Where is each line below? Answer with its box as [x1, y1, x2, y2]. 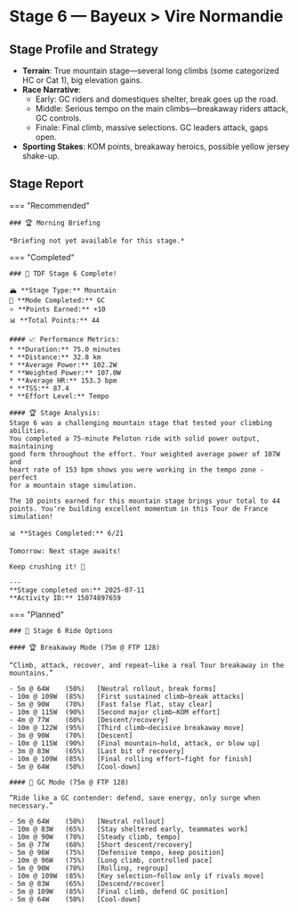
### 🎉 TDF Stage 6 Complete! [9, 269, 117, 278]
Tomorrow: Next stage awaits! [9, 546, 122, 555]
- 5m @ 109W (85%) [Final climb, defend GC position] [9, 887, 229, 896]
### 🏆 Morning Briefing [9, 218, 101, 227]
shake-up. [21, 151, 60, 161]
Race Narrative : [21, 85, 82, 94]
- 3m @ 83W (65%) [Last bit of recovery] [9, 746, 185, 755]
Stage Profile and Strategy [9, 42, 158, 57]
